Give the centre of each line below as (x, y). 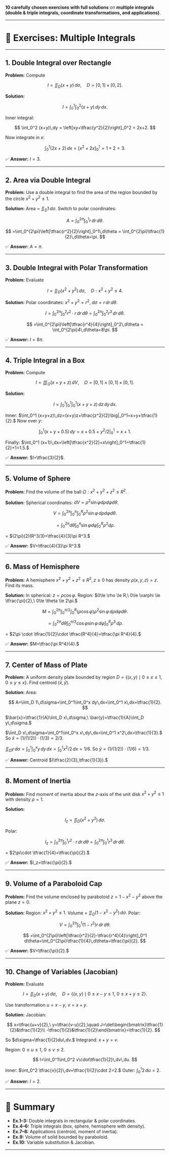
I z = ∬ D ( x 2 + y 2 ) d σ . (85, 820)
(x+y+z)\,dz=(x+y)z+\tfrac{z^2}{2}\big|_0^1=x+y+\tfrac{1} (98, 415)
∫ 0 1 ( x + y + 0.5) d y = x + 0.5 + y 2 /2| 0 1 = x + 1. (85, 432)
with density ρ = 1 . (25, 800)
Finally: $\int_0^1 (22, 442)
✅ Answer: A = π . (24, 247)
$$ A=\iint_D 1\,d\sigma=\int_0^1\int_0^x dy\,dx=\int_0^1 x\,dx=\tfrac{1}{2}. (85, 702)
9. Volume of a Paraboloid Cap (54, 884)
